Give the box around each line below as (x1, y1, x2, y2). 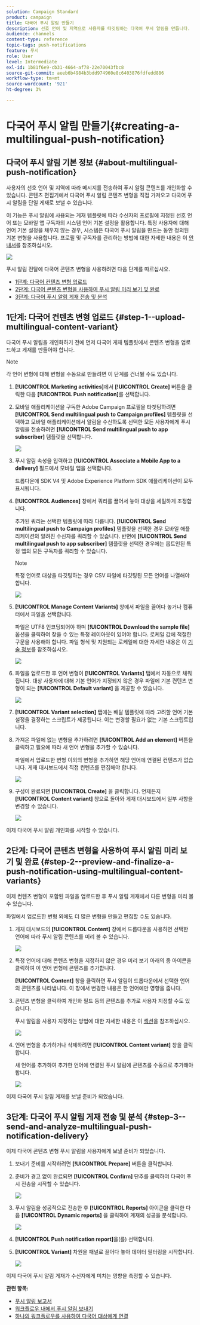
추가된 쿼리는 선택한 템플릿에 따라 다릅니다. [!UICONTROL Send (14, 518, 166, 525)
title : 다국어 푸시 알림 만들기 (6, 20, 74, 26)
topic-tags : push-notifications (6, 42, 87, 48)
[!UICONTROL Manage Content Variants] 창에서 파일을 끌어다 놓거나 (14, 603, 182, 610)
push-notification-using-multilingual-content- (6, 867, 183, 877)
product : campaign (6, 14, 52, 20)
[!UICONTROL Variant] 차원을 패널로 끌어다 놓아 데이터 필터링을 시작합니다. (14, 1249, 194, 1256)
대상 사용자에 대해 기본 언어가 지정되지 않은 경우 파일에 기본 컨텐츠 (32, 677, 187, 684)
